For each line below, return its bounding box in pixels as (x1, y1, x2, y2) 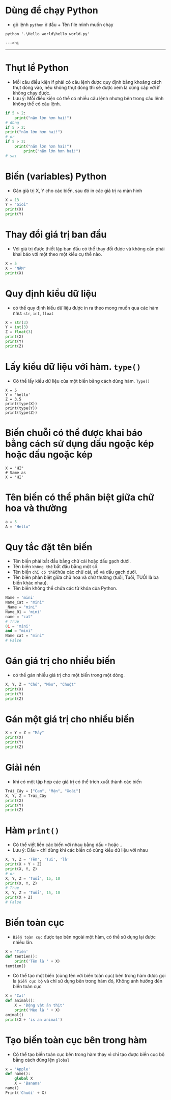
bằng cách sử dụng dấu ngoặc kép (5, 438, 154, 449)
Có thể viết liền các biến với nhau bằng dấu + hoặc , (12, 841, 123, 848)
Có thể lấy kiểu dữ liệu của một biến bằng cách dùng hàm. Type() (12, 378, 150, 384)
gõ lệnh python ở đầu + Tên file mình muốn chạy (12, 21, 113, 28)
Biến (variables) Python (5, 171, 107, 182)
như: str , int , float (12, 310, 54, 316)
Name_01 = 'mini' (5, 609, 42, 615)
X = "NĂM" (5, 266, 26, 271)
